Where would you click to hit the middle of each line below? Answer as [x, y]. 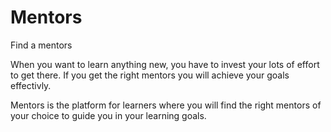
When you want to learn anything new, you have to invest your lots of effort [165, 64]
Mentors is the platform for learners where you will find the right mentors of [166, 105]
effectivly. [31, 85]
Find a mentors [41, 45]
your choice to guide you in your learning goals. [108, 115]
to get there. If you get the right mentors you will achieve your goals [150, 75]
